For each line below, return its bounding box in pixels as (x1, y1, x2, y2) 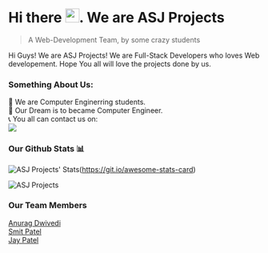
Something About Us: (8, 78, 94, 90)
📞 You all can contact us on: (8, 114, 98, 124)
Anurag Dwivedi (8, 218, 62, 227)
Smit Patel (8, 227, 42, 236)
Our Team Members (8, 200, 87, 211)
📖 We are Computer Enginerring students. (8, 97, 146, 107)
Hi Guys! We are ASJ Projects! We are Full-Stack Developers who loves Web (8, 50, 260, 60)
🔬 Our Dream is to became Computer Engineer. (8, 106, 163, 115)
